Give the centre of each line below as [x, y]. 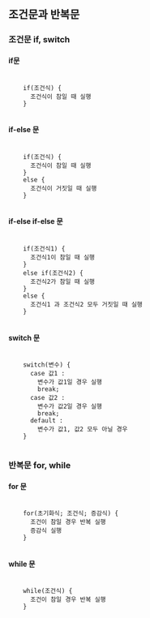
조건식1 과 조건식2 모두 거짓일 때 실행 [86, 304]
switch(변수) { [47, 365]
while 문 [22, 564]
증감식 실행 [46, 531]
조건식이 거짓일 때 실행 [63, 188]
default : [46, 421]
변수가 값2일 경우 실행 [70, 407]
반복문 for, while [40, 466]
